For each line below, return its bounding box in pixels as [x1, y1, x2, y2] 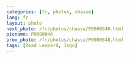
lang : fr [6, 14, 29, 21]
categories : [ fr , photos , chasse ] [6, 8, 95, 15]
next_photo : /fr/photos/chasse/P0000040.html [6, 25, 124, 32]
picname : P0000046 [6, 31, 53, 37]
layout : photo [6, 20, 43, 26]
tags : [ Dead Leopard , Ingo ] [6, 43, 78, 49]
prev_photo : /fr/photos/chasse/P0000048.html [6, 37, 124, 43]
